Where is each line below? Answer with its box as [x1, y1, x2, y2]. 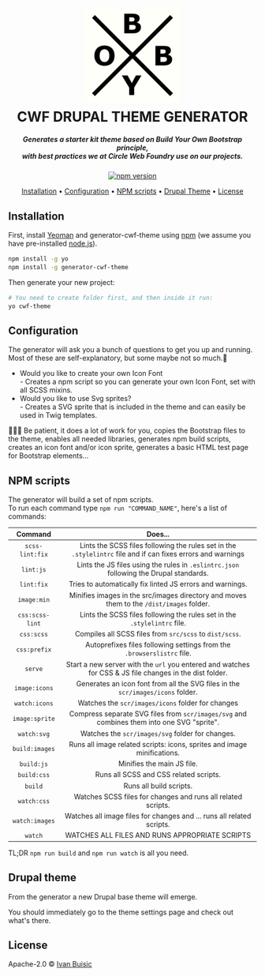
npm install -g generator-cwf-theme [8, 263, 129, 271]
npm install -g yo [8, 254, 69, 263]
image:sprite [12, 715, 55, 723]
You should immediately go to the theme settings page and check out [8, 907, 234, 917]
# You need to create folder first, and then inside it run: [8, 294, 214, 302]
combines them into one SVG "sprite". [96, 718, 219, 727]
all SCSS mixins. [19, 385, 73, 395]
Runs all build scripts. [123, 781, 193, 790]
